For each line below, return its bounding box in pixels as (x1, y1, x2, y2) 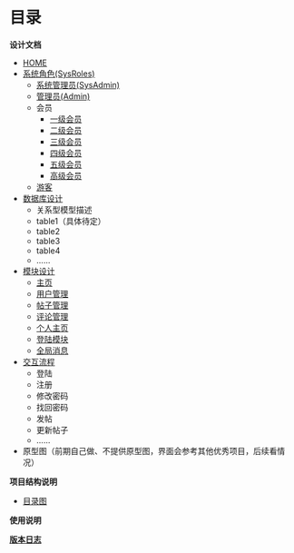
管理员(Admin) (35, 91, 91, 102)
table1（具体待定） (35, 215, 106, 226)
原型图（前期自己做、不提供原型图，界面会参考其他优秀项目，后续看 (22, 445, 278, 456)
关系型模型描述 (35, 204, 93, 215)
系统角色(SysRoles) (22, 68, 95, 79)
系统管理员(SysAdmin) (35, 79, 121, 90)
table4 (35, 245, 61, 256)
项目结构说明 (9, 476, 57, 487)
